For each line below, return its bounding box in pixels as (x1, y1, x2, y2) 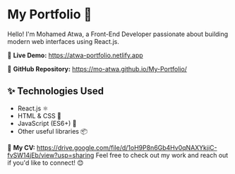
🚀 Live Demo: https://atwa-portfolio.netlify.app (7, 51, 143, 59)
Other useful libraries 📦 (17, 127, 88, 135)
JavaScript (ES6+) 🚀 (17, 119, 77, 127)
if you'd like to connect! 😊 (7, 158, 84, 167)
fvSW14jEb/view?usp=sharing (7, 151, 95, 159)
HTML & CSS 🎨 (17, 111, 62, 120)
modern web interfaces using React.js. (7, 37, 120, 45)
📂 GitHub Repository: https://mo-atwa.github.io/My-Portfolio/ (7, 64, 187, 73)
